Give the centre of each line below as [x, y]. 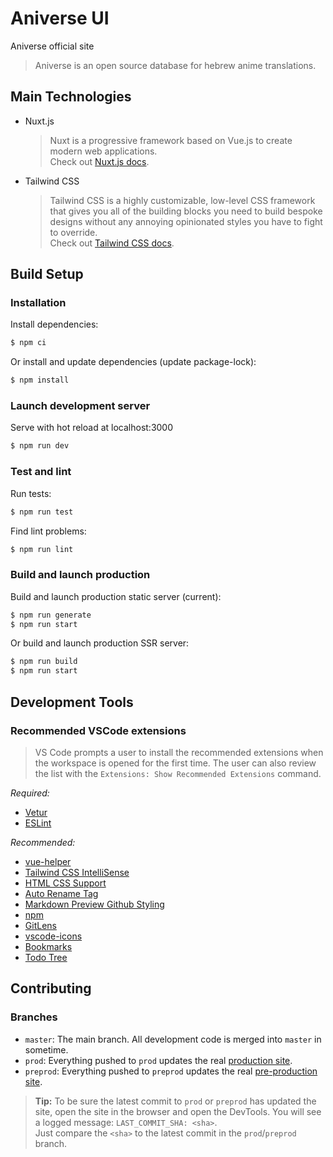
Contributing [51, 988]
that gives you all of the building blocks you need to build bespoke [186, 211]
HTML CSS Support [65, 883]
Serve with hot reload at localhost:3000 [92, 428]
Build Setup [47, 274]
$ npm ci [28, 343]
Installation [38, 303]
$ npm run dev [40, 446]
